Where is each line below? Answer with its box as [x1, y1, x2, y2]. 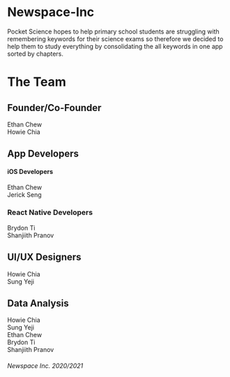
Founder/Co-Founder [7, 102, 102, 114]
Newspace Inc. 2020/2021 [7, 362, 84, 370]
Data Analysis [7, 297, 70, 309]
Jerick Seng [7, 190, 42, 199]
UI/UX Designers [7, 251, 82, 263]
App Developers [7, 148, 79, 160]
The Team [7, 74, 66, 90]
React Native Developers [7, 207, 93, 217]
